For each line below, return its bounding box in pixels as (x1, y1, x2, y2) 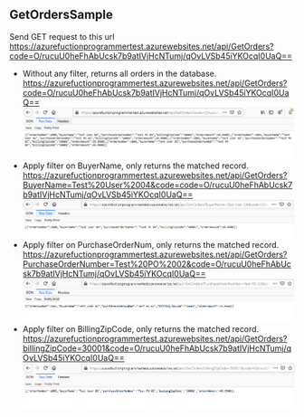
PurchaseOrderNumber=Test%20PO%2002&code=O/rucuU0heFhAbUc (22, 259, 292, 270)
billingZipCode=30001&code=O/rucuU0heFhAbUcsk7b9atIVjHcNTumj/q (22, 343, 292, 354)
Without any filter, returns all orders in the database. (22, 68, 217, 79)
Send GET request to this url (9, 31, 115, 42)
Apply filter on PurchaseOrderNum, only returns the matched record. (22, 240, 280, 251)
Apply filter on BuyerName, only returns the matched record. (22, 160, 249, 171)
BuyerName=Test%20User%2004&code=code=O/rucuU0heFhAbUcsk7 (22, 179, 293, 190)
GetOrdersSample (9, 7, 113, 23)
